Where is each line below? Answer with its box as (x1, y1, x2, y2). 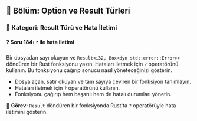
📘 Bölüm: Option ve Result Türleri (6, 6, 130, 16)
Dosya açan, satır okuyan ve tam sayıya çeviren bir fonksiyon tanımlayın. (14, 78, 192, 85)
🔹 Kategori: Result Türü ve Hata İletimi (6, 24, 117, 32)
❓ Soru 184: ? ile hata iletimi (6, 38, 75, 45)
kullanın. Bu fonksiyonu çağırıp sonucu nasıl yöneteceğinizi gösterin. (6, 66, 173, 74)
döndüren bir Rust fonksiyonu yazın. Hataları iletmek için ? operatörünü (6, 60, 179, 67)
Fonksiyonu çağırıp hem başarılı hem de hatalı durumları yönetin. (14, 90, 172, 97)
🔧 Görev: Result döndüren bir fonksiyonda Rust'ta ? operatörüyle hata (6, 102, 176, 109)
